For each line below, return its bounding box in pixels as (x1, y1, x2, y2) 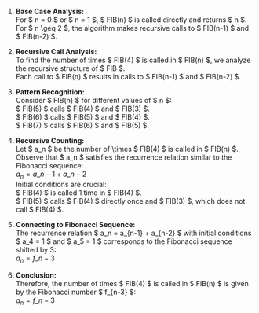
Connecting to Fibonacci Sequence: (15, 219, 136, 229)
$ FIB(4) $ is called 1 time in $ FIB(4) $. (15, 188, 143, 197)
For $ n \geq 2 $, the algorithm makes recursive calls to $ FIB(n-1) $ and (15, 24, 250, 32)
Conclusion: (15, 271, 57, 280)
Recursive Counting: (15, 136, 85, 145)
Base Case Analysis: (15, 7, 85, 16)
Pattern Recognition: (15, 87, 85, 97)
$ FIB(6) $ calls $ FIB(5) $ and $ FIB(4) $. (15, 112, 151, 121)
